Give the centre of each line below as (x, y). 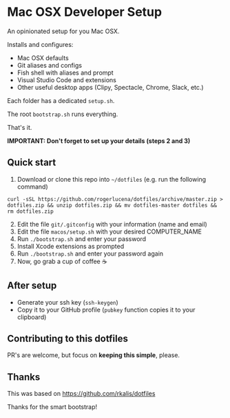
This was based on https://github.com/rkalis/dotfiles (81, 394)
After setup (32, 286)
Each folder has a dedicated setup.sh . (61, 100)
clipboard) (32, 317)
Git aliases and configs (50, 65)
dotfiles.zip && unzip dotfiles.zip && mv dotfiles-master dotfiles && (112, 205)
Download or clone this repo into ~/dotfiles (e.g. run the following (112, 179)
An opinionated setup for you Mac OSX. (63, 31)
